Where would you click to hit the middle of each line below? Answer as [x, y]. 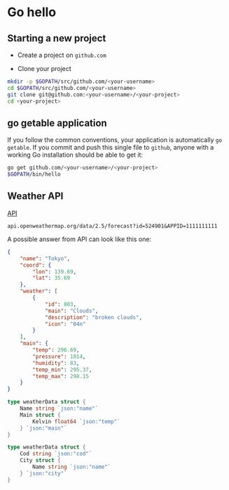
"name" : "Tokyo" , [45, 258]
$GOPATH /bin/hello [34, 174]
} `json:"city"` [44, 473]
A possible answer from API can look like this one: [79, 239]
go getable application [57, 123]
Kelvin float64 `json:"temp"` [76, 421]
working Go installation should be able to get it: [75, 155]
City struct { [40, 460]
